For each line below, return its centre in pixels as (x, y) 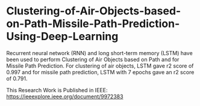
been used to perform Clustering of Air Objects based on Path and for (93, 59)
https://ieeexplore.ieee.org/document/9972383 (65, 96)
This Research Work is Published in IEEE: (57, 90)
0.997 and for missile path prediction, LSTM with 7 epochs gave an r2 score (100, 72)
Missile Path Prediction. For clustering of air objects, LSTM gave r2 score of (100, 66)
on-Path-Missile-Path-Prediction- (93, 24)
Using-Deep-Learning (62, 37)
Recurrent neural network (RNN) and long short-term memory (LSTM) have (99, 53)
